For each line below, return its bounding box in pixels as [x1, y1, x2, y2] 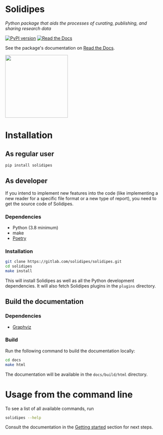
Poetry [12, 235, 26, 241]
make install [5, 268, 32, 273]
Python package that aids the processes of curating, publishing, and [5, 20, 147, 26]
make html [5, 362, 26, 367]
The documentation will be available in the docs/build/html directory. [5, 371, 148, 377]
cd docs [5, 357, 21, 362]
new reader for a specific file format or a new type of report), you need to [5, 195, 156, 201]
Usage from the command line [5, 389, 133, 400]
